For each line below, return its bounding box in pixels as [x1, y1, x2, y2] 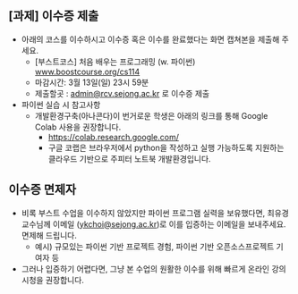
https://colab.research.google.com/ [47, 131, 180, 142]
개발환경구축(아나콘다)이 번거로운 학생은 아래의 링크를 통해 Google [34, 110, 268, 121]
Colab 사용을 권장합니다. [34, 122, 122, 132]
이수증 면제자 [8, 182, 77, 197]
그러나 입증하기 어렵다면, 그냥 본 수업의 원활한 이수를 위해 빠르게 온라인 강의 [21, 263, 287, 274]
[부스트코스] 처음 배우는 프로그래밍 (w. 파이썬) [34, 56, 196, 67]
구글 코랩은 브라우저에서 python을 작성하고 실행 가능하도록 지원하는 [47, 142, 285, 153]
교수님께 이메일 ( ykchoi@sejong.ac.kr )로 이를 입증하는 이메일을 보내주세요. [21, 218, 286, 230]
